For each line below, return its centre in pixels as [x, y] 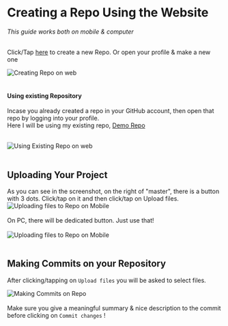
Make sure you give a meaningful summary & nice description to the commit [114, 308]
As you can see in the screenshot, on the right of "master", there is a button [113, 191]
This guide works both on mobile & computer [71, 32]
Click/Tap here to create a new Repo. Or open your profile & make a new [109, 52]
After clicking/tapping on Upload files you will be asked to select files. [106, 280]
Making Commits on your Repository [86, 264]
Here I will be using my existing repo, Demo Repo [76, 125]
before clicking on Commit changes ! [56, 315]
